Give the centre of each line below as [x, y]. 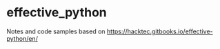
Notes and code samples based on [56, 31]
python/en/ [22, 38]
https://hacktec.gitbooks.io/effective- [160, 31]
